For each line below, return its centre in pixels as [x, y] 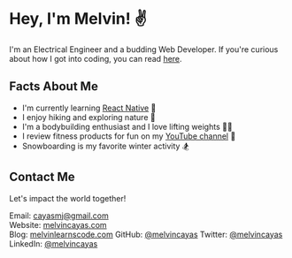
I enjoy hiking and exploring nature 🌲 [89, 117]
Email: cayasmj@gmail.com [59, 216]
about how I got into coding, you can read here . [96, 58]
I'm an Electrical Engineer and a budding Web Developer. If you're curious [144, 49]
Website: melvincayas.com [58, 224]
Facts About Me [54, 87]
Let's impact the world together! [68, 198]
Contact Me [42, 177]
